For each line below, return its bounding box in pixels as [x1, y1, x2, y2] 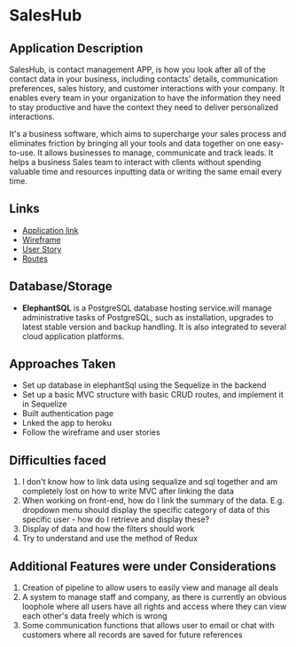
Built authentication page [21, 408, 114, 419]
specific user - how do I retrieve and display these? [21, 514, 210, 525]
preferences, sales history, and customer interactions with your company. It [9, 83, 285, 93]
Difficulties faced [9, 453, 106, 468]
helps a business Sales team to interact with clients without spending [9, 157, 261, 167]
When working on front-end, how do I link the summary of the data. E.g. [21, 495, 285, 506]
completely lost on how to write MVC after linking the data [21, 485, 235, 497]
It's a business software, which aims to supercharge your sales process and [9, 129, 286, 138]
